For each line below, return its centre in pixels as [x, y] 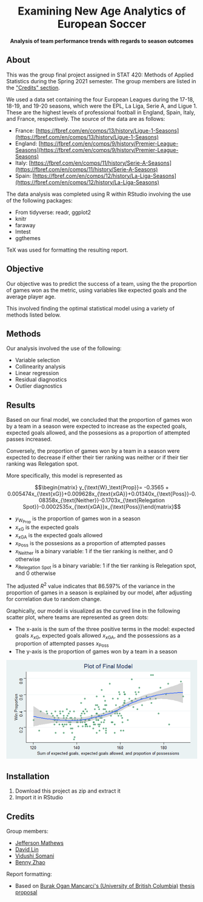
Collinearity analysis [40, 367]
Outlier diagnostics [38, 386]
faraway [25, 225]
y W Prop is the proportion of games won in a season [78, 520]
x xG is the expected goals [47, 528]
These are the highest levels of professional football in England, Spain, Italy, [101, 112]
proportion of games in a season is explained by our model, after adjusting [99, 592]
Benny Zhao [30, 862]
